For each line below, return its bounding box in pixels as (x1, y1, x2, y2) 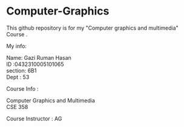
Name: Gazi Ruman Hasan (6, 54, 71, 61)
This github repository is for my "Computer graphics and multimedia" (6, 24, 179, 31)
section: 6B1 (6, 67, 37, 74)
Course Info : (6, 85, 39, 92)
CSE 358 (6, 103, 28, 110)
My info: (6, 42, 27, 50)
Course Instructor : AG (6, 115, 62, 122)
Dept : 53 (6, 73, 30, 80)
